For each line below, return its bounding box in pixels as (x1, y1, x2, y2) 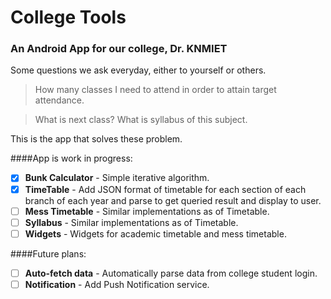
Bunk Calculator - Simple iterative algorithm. (24, 172, 210, 184)
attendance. (34, 94, 85, 106)
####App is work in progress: (10, 152, 133, 165)
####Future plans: (10, 247, 87, 260)
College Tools (10, 6, 127, 29)
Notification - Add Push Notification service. (24, 278, 210, 290)
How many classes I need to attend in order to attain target (34, 84, 277, 96)
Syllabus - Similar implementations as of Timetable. (24, 216, 239, 228)
